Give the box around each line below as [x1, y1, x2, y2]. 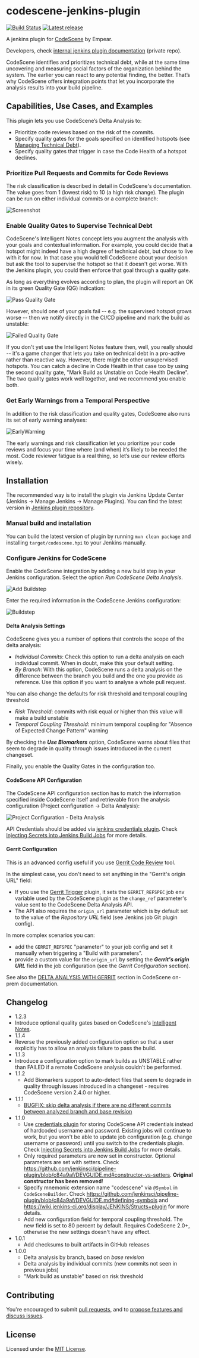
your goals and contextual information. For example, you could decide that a [6, 242, 193, 249]
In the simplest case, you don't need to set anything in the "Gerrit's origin [6, 870, 186, 877]
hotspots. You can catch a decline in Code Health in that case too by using [6, 363, 189, 370]
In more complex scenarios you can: [6, 932, 95, 939]
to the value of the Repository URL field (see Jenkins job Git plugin [14, 914, 178, 921]
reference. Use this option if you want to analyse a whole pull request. [14, 679, 187, 686]
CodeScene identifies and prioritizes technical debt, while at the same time [6, 58, 190, 66]
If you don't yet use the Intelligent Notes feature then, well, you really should [6, 344, 193, 351]
